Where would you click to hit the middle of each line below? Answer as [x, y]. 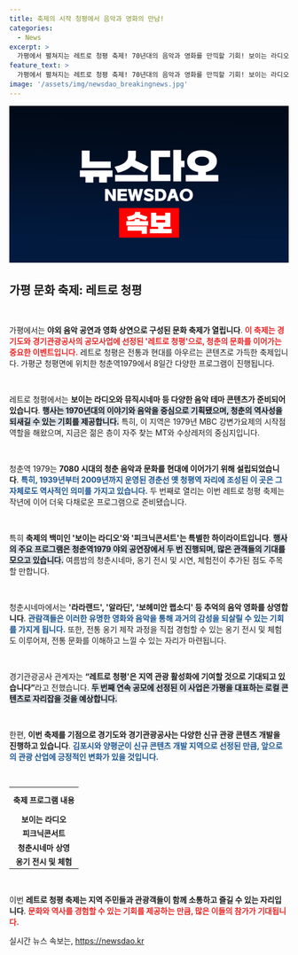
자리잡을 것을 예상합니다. [75, 699]
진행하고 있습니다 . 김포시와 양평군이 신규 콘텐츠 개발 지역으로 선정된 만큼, [134, 746]
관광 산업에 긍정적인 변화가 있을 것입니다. [89, 757]
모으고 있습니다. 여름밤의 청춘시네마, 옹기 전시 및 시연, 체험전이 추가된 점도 [138, 560]
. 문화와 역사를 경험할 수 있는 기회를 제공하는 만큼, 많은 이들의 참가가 [140, 911]
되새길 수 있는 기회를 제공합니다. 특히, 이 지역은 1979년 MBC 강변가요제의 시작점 [148, 422]
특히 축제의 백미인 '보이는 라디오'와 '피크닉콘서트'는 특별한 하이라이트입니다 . [140, 538]
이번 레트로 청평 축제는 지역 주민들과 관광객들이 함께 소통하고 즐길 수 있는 [134, 900]
